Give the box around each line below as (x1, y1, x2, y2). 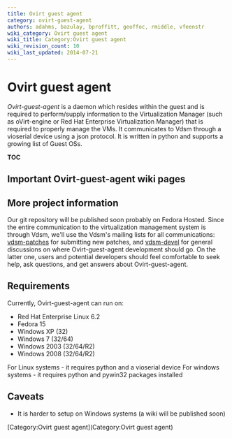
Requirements (7, 280, 70, 292)
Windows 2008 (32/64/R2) (17, 349, 96, 358)
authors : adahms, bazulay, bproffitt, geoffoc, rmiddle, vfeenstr (7, 23, 205, 30)
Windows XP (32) (17, 327, 68, 335)
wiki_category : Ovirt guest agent (7, 29, 108, 37)
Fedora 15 (17, 319, 46, 328)
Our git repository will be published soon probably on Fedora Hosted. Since (7, 216, 225, 224)
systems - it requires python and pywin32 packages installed (7, 370, 183, 379)
